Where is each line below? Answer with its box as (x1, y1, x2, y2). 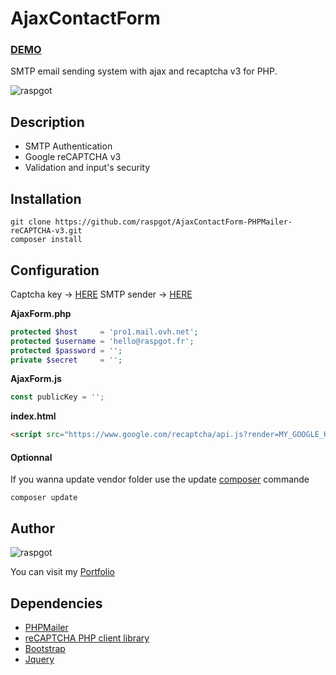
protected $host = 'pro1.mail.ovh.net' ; (10, 327, 199, 337)
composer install (10, 235, 83, 245)
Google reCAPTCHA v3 (24, 151, 122, 163)
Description (10, 113, 85, 131)
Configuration (10, 262, 100, 279)
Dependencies (10, 595, 103, 612)
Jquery (24, 653, 55, 665)
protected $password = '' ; (10, 345, 123, 356)
